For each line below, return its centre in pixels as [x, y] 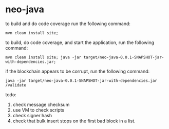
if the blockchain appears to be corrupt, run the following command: [78, 71]
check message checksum [41, 104]
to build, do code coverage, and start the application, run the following [80, 42]
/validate [16, 85]
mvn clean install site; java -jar [43, 57]
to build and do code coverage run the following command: [68, 24]
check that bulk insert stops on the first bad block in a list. [74, 121]
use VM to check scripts [39, 110]
